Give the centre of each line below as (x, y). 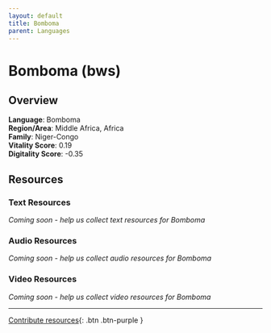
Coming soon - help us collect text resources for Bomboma (107, 220)
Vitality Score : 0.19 (40, 145)
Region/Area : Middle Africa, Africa (66, 128)
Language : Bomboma (44, 120)
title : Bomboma (34, 23)
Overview (33, 100)
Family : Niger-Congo (44, 137)
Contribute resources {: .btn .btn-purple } (76, 320)
